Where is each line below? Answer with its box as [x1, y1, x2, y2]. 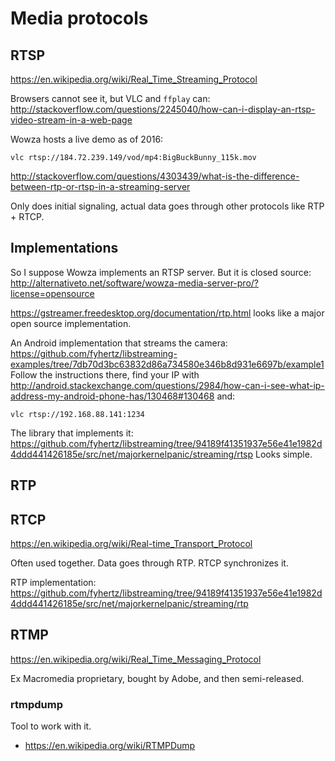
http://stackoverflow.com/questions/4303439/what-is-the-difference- [10, 170, 300, 182]
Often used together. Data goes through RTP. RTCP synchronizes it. [10, 557, 289, 569]
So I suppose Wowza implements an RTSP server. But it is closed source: [10, 266, 312, 278]
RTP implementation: [10, 577, 97, 589]
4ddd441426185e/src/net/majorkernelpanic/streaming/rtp [10, 598, 249, 610]
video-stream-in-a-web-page [10, 114, 133, 126]
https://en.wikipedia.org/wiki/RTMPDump [24, 740, 196, 752]
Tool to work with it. [10, 720, 92, 732]
